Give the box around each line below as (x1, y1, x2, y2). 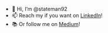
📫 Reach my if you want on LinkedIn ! (11, 12, 103, 19)
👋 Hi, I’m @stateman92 (11, 6, 68, 12)
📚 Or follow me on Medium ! (11, 21, 81, 27)
